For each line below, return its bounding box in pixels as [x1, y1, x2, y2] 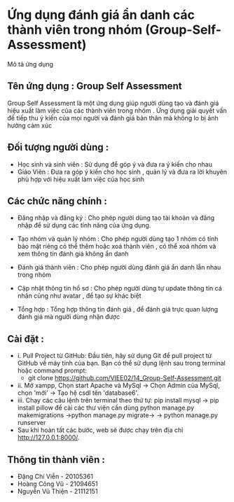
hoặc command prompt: [17, 366, 88, 375]
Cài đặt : [7, 333, 44, 344]
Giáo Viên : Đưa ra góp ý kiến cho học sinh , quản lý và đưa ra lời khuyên [17, 167, 228, 176]
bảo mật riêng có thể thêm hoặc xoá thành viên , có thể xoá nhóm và [17, 242, 216, 251]
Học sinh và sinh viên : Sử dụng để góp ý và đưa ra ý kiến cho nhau [17, 160, 212, 168]
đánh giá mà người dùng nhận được [17, 312, 121, 321]
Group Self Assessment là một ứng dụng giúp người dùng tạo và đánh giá [7, 99, 219, 107]
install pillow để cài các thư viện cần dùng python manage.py [17, 403, 195, 412]
